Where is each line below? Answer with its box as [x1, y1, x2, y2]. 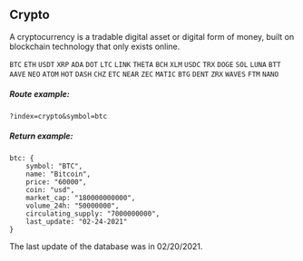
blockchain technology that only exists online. [9, 41, 181, 52]
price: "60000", [25, 177, 88, 187]
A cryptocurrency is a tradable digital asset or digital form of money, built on [9, 31, 295, 42]
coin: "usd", [25, 185, 75, 194]
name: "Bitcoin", [25, 169, 92, 179]
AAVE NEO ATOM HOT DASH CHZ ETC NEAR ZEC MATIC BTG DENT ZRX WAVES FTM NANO [9, 70, 279, 79]
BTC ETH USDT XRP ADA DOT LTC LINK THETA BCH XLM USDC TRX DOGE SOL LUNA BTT [9, 60, 281, 69]
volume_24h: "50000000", [25, 201, 120, 210]
